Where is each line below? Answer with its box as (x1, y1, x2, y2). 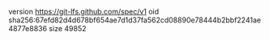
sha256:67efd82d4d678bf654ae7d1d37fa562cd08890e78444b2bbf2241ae (8, 15, 262, 25)
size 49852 (48, 24, 87, 33)
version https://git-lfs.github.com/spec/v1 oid (8, 7, 160, 16)
